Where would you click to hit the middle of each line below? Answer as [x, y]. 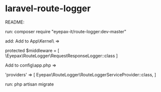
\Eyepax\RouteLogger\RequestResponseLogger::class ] [62, 56]
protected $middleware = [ [32, 50]
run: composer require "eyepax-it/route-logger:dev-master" [66, 31]
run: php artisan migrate [30, 84]
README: [15, 22]
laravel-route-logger [48, 9]
